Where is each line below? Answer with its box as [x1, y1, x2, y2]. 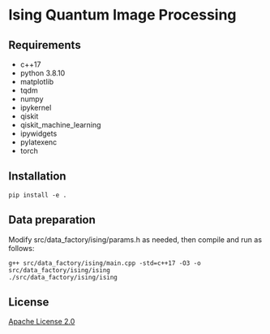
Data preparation [8, 213, 96, 227]
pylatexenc [19, 137, 58, 147]
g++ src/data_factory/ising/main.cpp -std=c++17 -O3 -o [8, 258, 201, 267]
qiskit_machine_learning [19, 120, 101, 129]
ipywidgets [19, 128, 58, 138]
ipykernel [19, 103, 52, 112]
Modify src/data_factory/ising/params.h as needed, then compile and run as [8, 234, 262, 245]
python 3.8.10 [19, 68, 66, 78]
